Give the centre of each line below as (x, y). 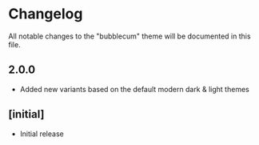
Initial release (42, 134)
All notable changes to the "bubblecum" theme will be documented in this (129, 36)
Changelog (46, 14)
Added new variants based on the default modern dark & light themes (134, 89)
